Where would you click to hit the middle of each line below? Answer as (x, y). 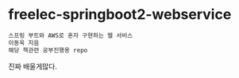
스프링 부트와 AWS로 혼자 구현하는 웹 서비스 (71, 35)
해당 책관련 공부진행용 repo (48, 50)
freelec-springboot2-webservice (120, 15)
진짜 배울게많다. (33, 66)
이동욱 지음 (24, 43)
